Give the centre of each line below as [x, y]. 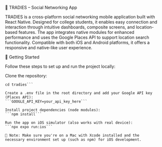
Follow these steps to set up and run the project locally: [60, 66]
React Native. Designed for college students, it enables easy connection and [81, 22]
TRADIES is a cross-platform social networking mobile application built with [80, 17]
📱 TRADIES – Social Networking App [41, 7]
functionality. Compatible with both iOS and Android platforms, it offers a [77, 43]
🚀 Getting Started [22, 57]
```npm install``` [23, 114]
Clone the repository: [26, 76]
